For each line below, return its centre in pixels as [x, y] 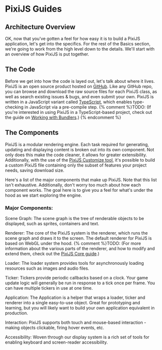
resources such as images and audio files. [47, 268]
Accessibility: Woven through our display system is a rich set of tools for [77, 337]
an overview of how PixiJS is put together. [47, 54]
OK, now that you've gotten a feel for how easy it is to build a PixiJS [73, 38]
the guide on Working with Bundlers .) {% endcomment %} [63, 117]
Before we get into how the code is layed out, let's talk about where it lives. [80, 81]
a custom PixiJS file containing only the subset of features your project [76, 165]
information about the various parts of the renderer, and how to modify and [80, 248]
